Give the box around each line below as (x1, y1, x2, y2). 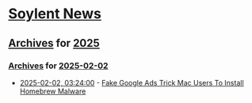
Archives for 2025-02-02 (8, 60, 109, 71)
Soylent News (8, 5, 101, 23)
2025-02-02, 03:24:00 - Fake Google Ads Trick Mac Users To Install (19, 78, 244, 87)
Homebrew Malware (19, 86, 86, 96)
